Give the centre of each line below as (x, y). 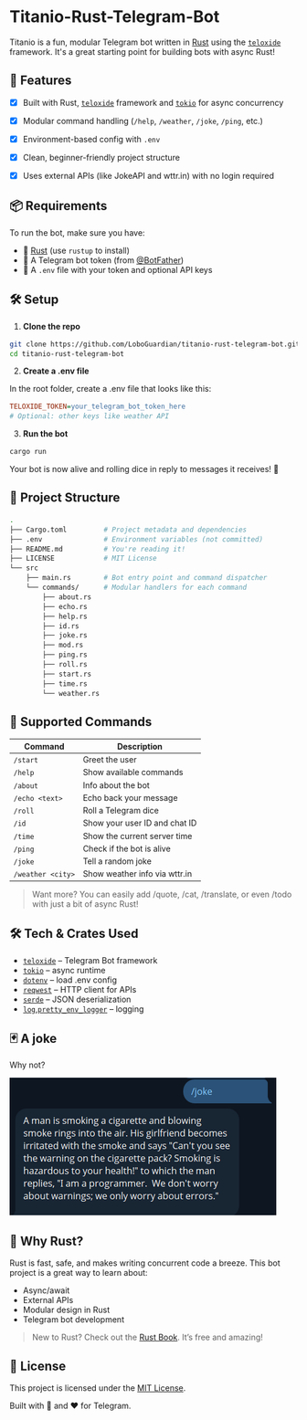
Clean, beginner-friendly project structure (101, 157)
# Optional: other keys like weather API (90, 416)
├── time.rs (65, 684)
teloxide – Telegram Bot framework (90, 960)
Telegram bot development (74, 1320)
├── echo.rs (65, 606)
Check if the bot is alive (127, 848)
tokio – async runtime (64, 970)
